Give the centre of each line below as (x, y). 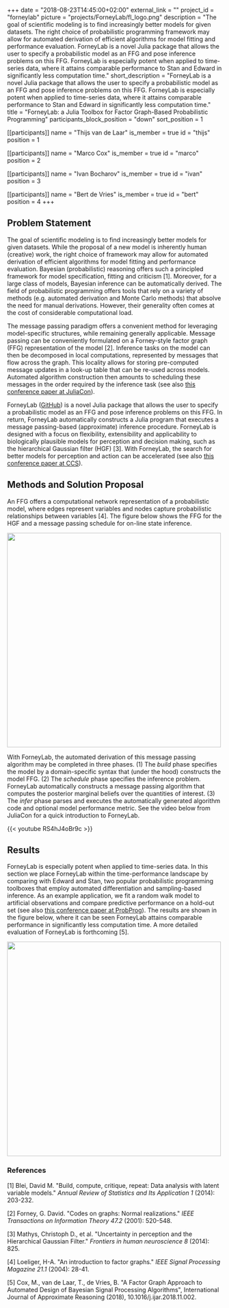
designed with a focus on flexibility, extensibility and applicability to (102, 434)
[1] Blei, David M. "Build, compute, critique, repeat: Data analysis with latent (113, 1185)
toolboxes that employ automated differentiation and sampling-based (104, 889)
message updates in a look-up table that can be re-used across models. (108, 369)
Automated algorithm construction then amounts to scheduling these (104, 377)
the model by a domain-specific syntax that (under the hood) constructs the (114, 771)
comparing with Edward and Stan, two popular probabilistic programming (110, 881)
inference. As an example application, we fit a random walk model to (103, 896)
